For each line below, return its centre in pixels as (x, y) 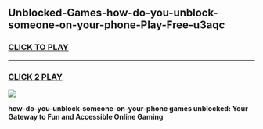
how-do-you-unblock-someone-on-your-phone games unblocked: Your (128, 108)
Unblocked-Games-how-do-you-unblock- (113, 13)
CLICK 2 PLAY (35, 77)
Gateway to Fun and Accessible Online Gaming (86, 116)
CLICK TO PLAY (38, 48)
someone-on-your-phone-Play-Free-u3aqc (117, 25)
